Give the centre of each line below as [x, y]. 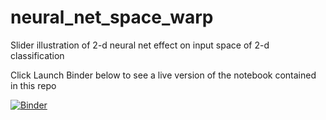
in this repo [33, 85]
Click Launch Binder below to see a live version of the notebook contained [163, 75]
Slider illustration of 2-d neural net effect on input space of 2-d [140, 45]
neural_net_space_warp [112, 17]
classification [37, 55]
